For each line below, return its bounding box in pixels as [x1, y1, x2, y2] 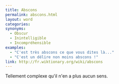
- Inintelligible [10, 36, 47, 41]
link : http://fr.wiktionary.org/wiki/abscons [5, 59, 103, 64]
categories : [5, 21, 30, 27]
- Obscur [10, 31, 28, 36]
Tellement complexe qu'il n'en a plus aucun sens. [5, 73, 108, 79]
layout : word [5, 17, 33, 22]
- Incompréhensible [10, 40, 51, 46]
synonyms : [5, 26, 26, 31]
